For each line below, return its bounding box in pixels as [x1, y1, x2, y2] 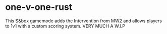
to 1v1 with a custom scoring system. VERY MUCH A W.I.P [5, 23, 125, 29]
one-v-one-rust [5, 1, 73, 13]
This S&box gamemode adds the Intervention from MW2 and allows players [5, 18, 162, 24]
